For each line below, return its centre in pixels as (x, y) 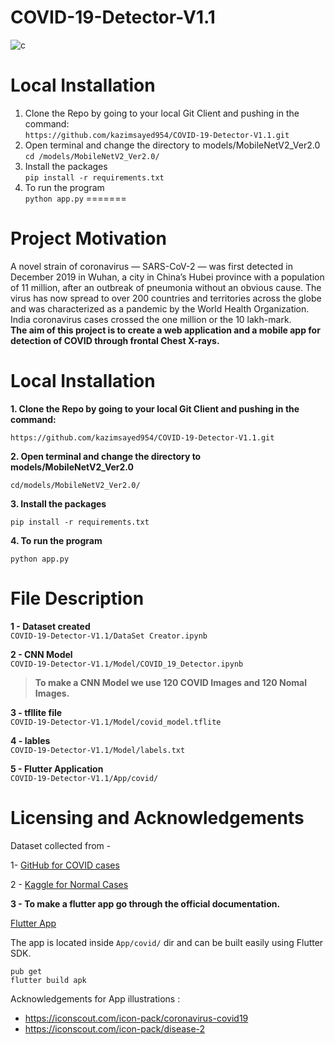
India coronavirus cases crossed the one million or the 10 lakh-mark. (151, 319)
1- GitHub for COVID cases (65, 865)
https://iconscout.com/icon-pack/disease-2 (115, 1028)
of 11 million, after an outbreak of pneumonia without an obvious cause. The (166, 287)
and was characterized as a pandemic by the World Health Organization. (160, 308)
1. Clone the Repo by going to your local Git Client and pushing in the (155, 408)
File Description (77, 598)
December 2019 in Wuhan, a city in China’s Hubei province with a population (167, 277)
